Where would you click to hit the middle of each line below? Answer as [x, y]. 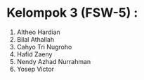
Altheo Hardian [38, 32]
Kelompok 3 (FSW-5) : [72, 13]
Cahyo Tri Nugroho [44, 47]
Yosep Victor [35, 69]
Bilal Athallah [35, 39]
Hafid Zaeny [34, 54]
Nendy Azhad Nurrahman [54, 61]
